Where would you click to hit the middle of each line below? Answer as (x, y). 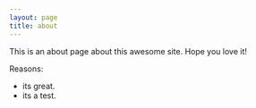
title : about (34, 26)
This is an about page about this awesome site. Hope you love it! (128, 51)
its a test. (39, 96)
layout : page (34, 17)
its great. (38, 86)
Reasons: (26, 69)
